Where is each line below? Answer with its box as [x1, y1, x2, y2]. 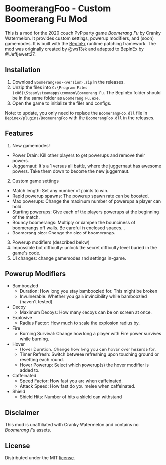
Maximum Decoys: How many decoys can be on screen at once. [19, 309, 152, 315]
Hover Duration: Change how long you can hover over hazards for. [19, 347, 156, 352]
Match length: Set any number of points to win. [12, 187, 109, 193]
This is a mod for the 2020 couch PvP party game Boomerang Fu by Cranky [5, 30, 161, 36]
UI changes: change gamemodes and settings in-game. [12, 255, 127, 261]
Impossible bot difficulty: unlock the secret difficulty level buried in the [12, 244, 157, 250]
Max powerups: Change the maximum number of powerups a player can [12, 198, 161, 204]
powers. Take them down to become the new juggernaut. [12, 168, 130, 174]
